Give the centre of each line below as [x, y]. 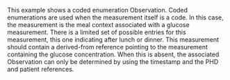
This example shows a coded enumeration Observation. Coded [98, 10]
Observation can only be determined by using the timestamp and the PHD [113, 62]
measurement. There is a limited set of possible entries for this [97, 32]
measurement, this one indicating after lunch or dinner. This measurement [113, 40]
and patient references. [41, 69]
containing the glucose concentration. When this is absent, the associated [113, 54]
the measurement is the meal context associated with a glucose [98, 25]
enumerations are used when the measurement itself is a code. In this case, [115, 17]
